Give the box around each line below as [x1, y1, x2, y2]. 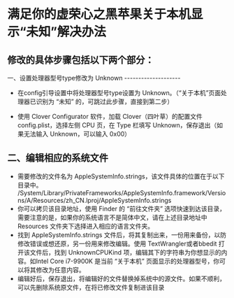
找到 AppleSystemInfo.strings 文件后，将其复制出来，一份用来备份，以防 [17, 230, 227, 239]
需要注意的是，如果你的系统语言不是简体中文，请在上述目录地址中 [17, 213, 207, 221]
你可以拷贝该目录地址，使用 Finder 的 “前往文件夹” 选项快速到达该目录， [17, 204, 226, 213]
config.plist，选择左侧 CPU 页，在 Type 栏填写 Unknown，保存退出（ [17, 121, 217, 129]
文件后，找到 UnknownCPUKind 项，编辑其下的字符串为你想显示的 [29, 248, 221, 256]
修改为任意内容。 [36, 265, 85, 274]
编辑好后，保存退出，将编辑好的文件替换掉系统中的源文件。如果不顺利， [17, 274, 226, 283]
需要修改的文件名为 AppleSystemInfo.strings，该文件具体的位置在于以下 [17, 172, 225, 180]
